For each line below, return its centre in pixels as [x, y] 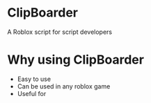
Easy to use [34, 79]
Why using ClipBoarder [76, 60]
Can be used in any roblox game [64, 86]
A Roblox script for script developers [60, 32]
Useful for [32, 93]
